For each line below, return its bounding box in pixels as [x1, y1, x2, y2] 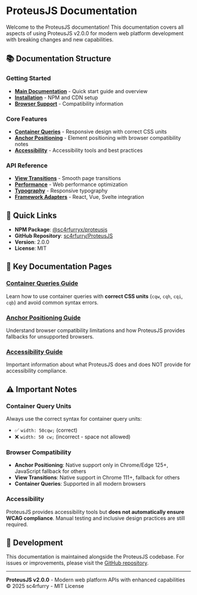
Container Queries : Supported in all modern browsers [14, 480, 146, 488]
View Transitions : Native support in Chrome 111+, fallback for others [14, 474, 180, 481]
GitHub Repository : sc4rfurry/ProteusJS [14, 232, 113, 239]
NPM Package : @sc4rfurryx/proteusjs [14, 226, 108, 233]
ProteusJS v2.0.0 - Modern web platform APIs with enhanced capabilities [6, 576, 186, 583]
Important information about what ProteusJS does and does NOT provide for [6, 361, 191, 368]
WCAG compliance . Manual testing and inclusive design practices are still [6, 515, 185, 522]
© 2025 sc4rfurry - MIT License [6, 583, 84, 590]
